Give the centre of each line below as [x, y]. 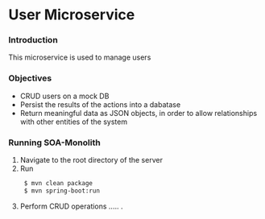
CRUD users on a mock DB [64, 96]
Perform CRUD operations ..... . [71, 206]
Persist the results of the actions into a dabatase [100, 104]
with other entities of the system [73, 122]
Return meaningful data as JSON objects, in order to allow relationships [139, 113]
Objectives [30, 78]
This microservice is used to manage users [80, 57]
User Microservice [72, 15]
